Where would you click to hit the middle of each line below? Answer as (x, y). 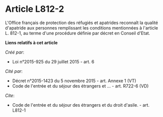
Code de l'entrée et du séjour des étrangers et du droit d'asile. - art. (81, 105)
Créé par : (15, 52)
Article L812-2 (35, 9)
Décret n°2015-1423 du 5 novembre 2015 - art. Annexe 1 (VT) (74, 81)
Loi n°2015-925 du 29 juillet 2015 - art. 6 (53, 61)
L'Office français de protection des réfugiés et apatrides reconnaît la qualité (81, 23)
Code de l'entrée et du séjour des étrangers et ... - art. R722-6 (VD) (80, 86)
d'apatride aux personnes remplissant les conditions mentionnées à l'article (82, 28)
